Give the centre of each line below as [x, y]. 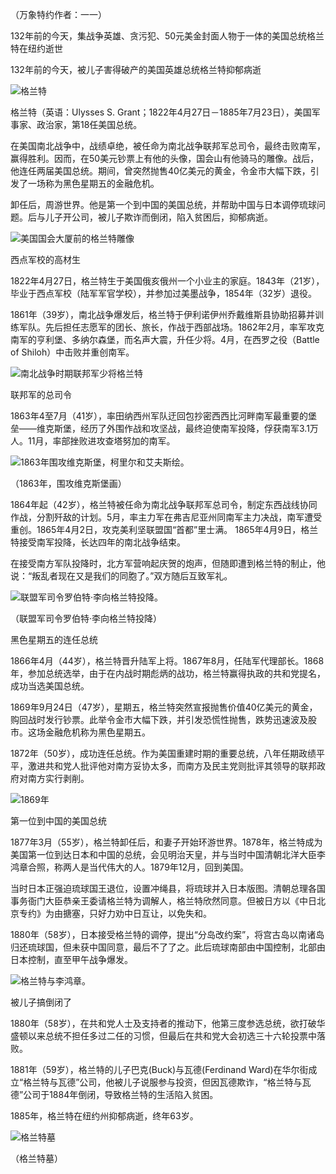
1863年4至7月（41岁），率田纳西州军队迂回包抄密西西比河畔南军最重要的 [159, 416]
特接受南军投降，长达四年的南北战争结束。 [98, 542]
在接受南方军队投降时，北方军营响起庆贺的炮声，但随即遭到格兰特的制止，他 [168, 563]
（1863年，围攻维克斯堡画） [68, 483]
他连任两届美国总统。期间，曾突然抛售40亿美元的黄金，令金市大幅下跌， [160, 171]
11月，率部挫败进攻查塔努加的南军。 [101, 441]
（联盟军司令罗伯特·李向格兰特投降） [86, 618]
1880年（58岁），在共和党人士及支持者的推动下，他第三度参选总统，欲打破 [163, 1023]
